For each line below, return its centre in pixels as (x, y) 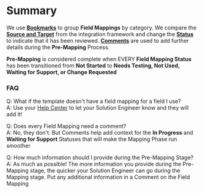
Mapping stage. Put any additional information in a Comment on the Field (98, 177)
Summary (31, 11)
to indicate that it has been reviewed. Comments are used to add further (98, 40)
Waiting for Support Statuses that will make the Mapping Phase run (92, 139)
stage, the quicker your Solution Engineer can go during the (105, 171)
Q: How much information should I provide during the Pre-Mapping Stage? (100, 157)
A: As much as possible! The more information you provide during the (94, 164)
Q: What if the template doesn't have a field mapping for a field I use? (94, 101)
